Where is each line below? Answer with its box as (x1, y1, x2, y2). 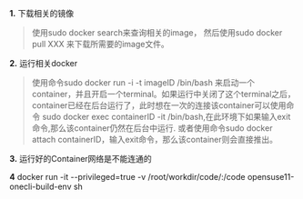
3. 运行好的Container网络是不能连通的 (9, 154, 152, 164)
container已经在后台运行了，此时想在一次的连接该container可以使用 (31, 100, 287, 111)
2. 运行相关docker (9, 58, 78, 68)
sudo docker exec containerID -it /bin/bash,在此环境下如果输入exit (42, 112, 291, 122)
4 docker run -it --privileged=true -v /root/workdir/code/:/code (9, 172, 246, 182)
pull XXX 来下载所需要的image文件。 (31, 39, 170, 49)
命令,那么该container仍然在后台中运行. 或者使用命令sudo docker (31, 123, 273, 134)
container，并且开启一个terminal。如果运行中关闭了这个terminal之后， (31, 89, 296, 99)
